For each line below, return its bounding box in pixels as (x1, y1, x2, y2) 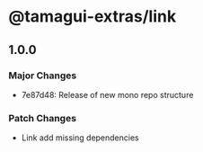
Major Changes (8, 69, 77, 82)
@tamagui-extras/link (8, 6, 177, 27)
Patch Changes (8, 112, 77, 124)
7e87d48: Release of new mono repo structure (21, 89, 194, 100)
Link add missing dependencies (21, 132, 140, 143)
